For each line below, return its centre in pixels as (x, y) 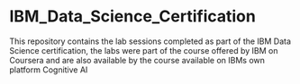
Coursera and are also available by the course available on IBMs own (137, 60)
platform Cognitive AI (49, 70)
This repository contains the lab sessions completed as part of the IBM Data (150, 41)
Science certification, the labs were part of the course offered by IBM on (144, 50)
